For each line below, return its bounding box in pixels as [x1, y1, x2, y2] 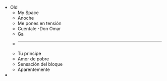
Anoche [17, 15, 34, 21]
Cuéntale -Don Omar [17, 26, 61, 32]
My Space [17, 10, 39, 16]
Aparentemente [17, 66, 50, 72]
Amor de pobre [17, 56, 49, 62]
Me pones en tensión [17, 20, 62, 26]
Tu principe [17, 50, 41, 56]
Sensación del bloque [17, 61, 63, 67]
